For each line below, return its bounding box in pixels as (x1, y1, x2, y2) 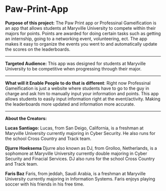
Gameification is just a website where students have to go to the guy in (5, 85, 150, 91)
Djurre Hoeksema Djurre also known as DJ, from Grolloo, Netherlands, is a (5, 145, 157, 151)
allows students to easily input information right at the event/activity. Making (5, 96, 161, 102)
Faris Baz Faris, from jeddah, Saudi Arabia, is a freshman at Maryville (5, 170, 146, 177)
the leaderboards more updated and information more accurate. (5, 101, 135, 107)
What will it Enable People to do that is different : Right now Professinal (5, 80, 151, 86)
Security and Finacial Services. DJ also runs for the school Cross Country (5, 155, 155, 162)
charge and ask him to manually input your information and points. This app (5, 90, 159, 96)
